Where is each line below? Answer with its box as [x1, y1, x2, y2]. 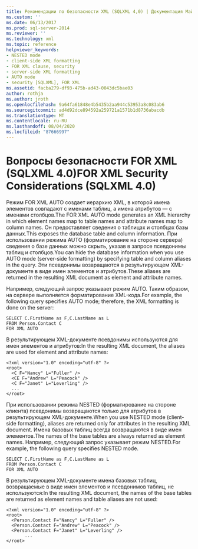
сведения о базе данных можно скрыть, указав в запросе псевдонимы [6, 242, 186, 249]
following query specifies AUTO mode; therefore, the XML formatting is [6, 298, 179, 305]
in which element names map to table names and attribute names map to [6, 217, 183, 224]
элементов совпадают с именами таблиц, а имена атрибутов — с [6, 205, 173, 212]
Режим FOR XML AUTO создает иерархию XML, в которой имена [6, 198, 170, 206]
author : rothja [6, 91, 44, 97]
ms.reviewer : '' [6, 31, 46, 36]
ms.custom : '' [6, 14, 41, 20]
